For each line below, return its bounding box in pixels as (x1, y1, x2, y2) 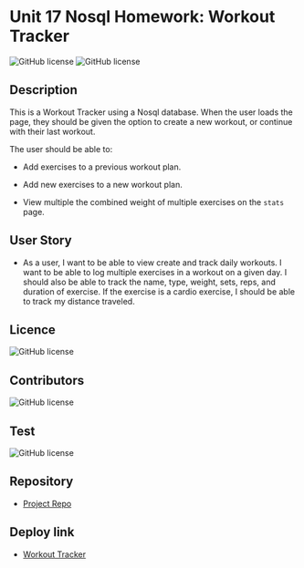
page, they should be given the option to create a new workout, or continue (9, 116, 293, 127)
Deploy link (9, 524, 75, 540)
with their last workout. (9, 126, 96, 137)
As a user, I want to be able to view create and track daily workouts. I (22, 257, 282, 268)
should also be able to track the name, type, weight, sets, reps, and (22, 276, 276, 287)
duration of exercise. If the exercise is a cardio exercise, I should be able (22, 285, 295, 297)
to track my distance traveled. (22, 295, 135, 306)
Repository (9, 474, 74, 490)
